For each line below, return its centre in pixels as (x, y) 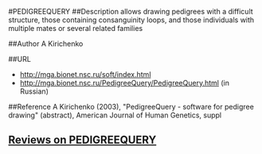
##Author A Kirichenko (46, 44)
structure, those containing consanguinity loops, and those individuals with (131, 20)
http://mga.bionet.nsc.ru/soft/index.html (85, 74)
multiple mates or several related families (76, 28)
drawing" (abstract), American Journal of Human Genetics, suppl (115, 115)
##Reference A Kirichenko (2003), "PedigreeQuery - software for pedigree (131, 107)
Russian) (34, 91)
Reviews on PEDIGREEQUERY (82, 140)
